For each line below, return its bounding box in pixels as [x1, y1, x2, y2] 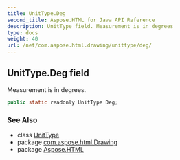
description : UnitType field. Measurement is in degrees [7, 23, 174, 30]
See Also [7, 115, 38, 124]
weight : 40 [7, 36, 38, 43]
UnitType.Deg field [7, 67, 89, 79]
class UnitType [16, 130, 60, 139]
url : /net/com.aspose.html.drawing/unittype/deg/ [7, 42, 153, 49]
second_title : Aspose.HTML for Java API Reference [7, 16, 155, 23]
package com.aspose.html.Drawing [16, 138, 118, 146]
